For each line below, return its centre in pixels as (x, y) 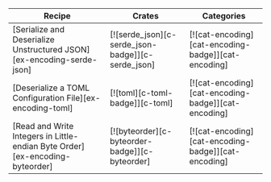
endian (25, 146)
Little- (67, 136)
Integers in (33, 136)
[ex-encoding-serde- (55, 60)
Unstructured (38, 50)
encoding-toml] (43, 108)
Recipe (57, 16)
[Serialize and (39, 29)
